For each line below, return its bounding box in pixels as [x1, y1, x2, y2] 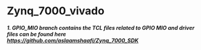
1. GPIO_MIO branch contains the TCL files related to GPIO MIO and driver [7, 24, 195, 31]
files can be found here [7, 30, 66, 37]
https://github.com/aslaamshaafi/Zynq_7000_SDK [7, 37, 139, 44]
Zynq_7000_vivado [7, 4, 105, 18]
